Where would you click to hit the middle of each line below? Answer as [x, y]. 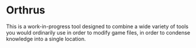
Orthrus [26, 10]
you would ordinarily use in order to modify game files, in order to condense [98, 32]
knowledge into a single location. [46, 39]
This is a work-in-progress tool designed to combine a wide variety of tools [97, 26]
